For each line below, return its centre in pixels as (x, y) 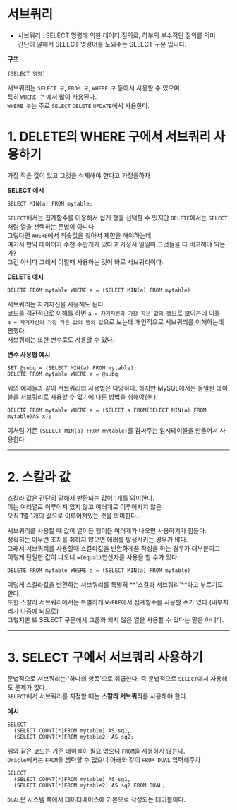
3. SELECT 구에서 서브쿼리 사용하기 (105, 657)
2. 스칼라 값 (39, 477)
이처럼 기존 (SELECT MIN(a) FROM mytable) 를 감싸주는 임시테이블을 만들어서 (113, 430)
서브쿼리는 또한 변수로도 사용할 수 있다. (61, 339)
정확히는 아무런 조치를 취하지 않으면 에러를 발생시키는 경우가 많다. (98, 539)
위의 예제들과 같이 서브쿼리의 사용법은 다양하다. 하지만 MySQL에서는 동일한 (111, 388)
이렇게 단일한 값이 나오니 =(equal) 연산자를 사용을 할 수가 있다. (93, 557)
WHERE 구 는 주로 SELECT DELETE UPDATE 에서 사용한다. (79, 105)
